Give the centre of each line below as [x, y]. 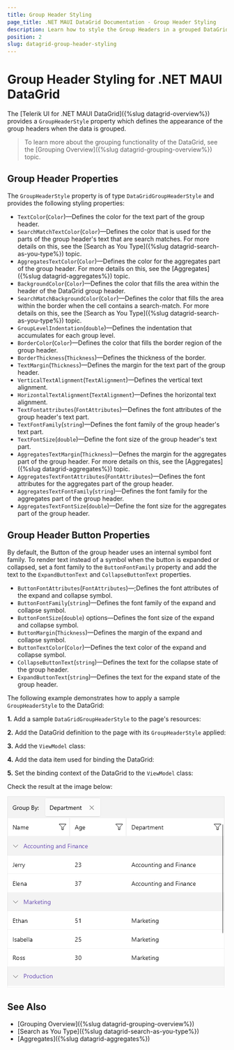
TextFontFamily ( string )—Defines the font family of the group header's [118, 424]
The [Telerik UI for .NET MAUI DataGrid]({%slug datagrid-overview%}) [109, 114]
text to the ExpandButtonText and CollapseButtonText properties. [99, 574]
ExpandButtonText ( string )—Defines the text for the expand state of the [119, 676]
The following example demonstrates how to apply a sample [93, 697]
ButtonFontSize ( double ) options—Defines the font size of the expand [116, 617]
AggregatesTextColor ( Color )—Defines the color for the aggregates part [119, 261]
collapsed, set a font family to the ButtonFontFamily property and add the [112, 567]
